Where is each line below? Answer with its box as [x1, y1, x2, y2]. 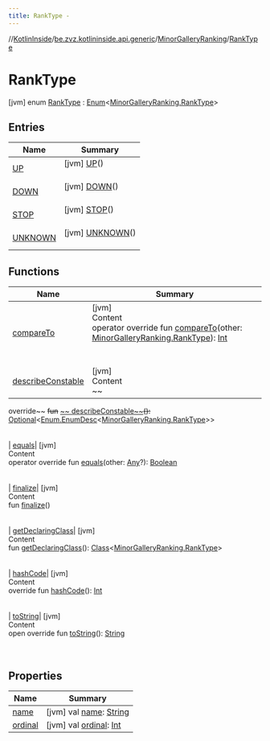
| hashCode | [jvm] [8, 569, 68, 578]
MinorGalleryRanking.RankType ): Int [92, 332, 227, 344]
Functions [8, 265, 60, 278]
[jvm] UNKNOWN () [63, 227, 137, 238]
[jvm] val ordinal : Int [46, 719, 122, 731]
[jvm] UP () [63, 158, 104, 169]
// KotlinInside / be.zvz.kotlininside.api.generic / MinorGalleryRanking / [8, 34, 230, 43]
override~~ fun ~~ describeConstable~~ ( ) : [8, 406, 151, 416]
